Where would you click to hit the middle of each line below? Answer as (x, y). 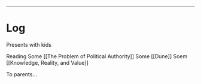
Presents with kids (29, 44)
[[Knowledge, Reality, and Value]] (47, 62)
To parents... (22, 74)
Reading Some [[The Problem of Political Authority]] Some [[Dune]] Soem (97, 56)
